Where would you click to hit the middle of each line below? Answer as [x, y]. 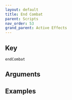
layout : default [22, 10]
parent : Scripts [22, 19]
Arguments [23, 74]
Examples [20, 91]
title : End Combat [24, 14]
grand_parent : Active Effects [36, 28]
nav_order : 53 [20, 23]
